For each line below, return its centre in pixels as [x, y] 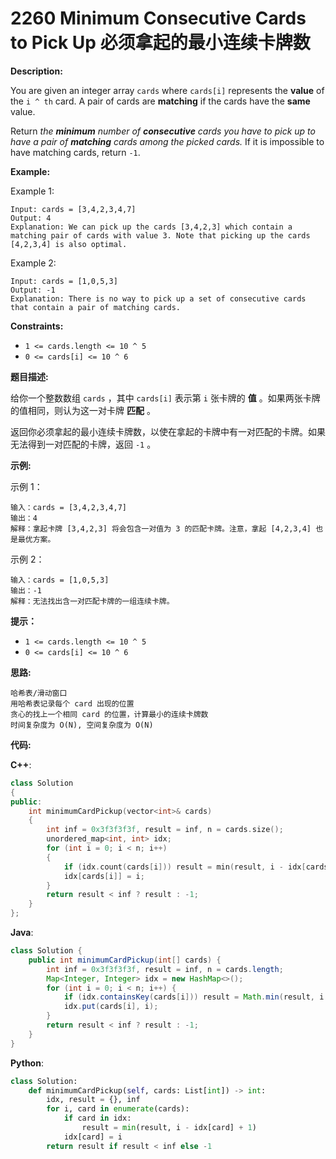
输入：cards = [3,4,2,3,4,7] [69, 507]
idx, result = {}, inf [93, 1100]
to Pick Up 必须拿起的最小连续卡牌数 [160, 43]
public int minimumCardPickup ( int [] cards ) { [125, 960]
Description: [36, 71]
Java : [22, 933]
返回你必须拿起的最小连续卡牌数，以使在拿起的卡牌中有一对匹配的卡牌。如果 [168, 431]
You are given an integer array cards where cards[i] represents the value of [167, 90]
